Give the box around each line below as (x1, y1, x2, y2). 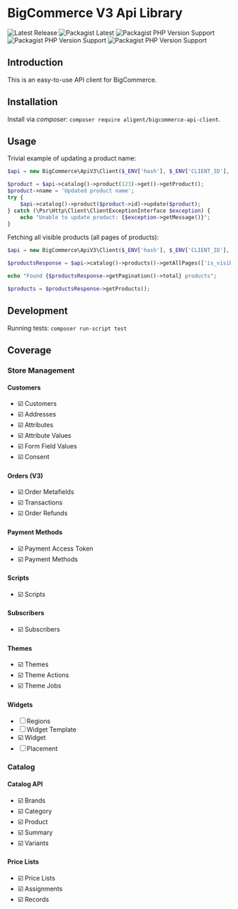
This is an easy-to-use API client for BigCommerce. (7, 75, 157, 84)
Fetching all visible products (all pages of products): (7, 233, 159, 242)
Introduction (7, 57, 64, 69)
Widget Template (26, 725, 76, 734)
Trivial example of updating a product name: (7, 154, 137, 162)
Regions (26, 717, 51, 725)
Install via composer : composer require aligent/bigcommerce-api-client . (7, 115, 221, 123)
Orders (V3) (7, 471, 44, 480)
